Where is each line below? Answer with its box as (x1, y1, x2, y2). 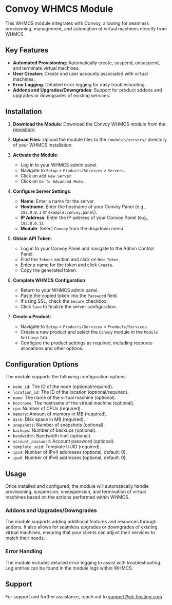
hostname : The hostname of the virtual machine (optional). (12, 400, 135, 406)
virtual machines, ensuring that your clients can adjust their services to (5, 529, 156, 536)
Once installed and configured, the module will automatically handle (5, 483, 149, 489)
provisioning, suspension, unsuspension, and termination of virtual (5, 489, 146, 495)
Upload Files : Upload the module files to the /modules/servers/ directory (12, 136, 167, 142)
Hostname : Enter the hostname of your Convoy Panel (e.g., (20, 204, 146, 210)
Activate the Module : (12, 152, 59, 158)
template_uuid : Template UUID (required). (12, 444, 101, 450)
